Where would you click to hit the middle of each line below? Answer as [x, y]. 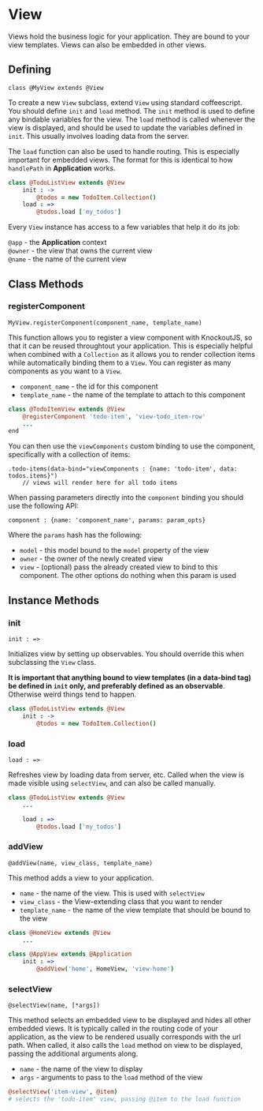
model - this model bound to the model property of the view [114, 550]
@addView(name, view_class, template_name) [81, 863]
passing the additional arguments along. [73, 1054]
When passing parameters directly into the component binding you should [126, 497]
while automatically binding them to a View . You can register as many [120, 362]
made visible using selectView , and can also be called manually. [112, 783]
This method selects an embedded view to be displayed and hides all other [130, 1020]
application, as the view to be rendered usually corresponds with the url [125, 1037]
